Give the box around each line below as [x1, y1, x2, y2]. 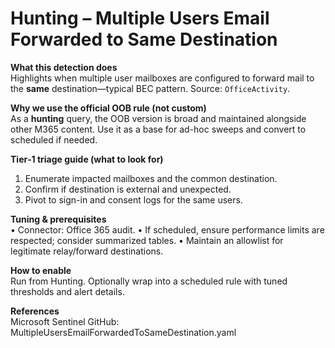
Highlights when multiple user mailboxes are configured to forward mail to [10, 72, 315, 84]
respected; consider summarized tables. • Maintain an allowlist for [10, 234, 284, 246]
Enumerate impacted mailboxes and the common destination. [24, 172, 278, 184]
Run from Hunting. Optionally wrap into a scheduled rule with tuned [10, 275, 288, 287]
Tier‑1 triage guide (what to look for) [10, 153, 164, 165]
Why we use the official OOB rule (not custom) [10, 102, 207, 114]
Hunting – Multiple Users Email [10, 7, 270, 30]
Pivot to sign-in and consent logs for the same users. [24, 193, 243, 206]
